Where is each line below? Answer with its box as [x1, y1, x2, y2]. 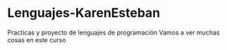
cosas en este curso [7, 35, 66, 44]
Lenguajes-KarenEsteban [7, 5, 161, 21]
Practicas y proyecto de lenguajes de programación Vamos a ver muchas [7, 28, 220, 37]
